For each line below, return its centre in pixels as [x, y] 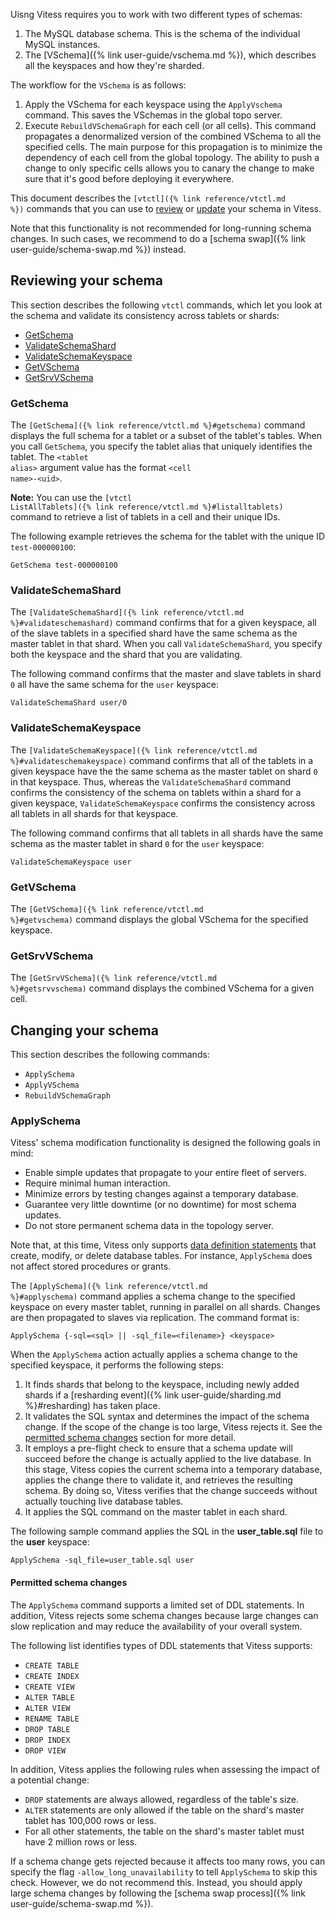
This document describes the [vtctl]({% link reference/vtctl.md [148, 198]
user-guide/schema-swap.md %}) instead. [98, 249]
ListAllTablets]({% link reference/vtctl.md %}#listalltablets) [147, 507]
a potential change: [50, 1780]
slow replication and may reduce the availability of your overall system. [156, 1626]
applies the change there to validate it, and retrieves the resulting [158, 1480]
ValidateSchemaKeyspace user [71, 862]
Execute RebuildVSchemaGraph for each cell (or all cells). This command [170, 125]
